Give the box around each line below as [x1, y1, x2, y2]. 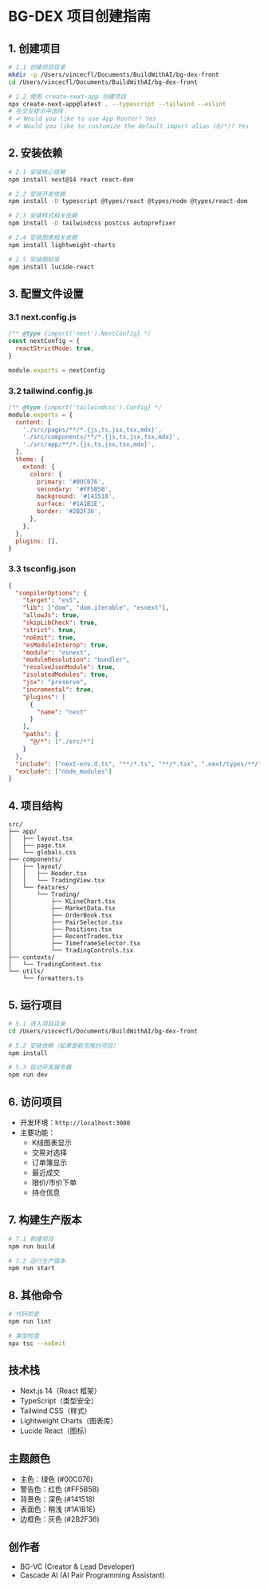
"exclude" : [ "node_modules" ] [15, 767, 112, 775]
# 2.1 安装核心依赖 [8, 168, 66, 176]
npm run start [8, 1264, 56, 1272]
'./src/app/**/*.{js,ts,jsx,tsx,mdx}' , [22, 440, 156, 448]
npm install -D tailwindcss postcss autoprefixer [8, 219, 177, 228]
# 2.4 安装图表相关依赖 [8, 233, 78, 242]
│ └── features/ [8, 884, 69, 892]
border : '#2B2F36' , [37, 507, 102, 515]
